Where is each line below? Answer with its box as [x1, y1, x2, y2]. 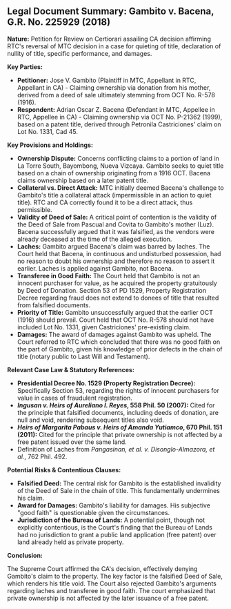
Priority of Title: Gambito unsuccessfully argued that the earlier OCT [17, 308, 214, 316]
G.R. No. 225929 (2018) [7, 17, 111, 28]
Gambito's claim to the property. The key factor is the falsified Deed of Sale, [7, 572, 223, 580]
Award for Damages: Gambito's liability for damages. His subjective [17, 501, 210, 510]
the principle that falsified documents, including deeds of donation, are [17, 408, 219, 416]
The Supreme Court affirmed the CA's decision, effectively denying [7, 564, 198, 572]
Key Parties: [7, 62, 43, 71]
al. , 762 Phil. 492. [17, 452, 68, 461]
